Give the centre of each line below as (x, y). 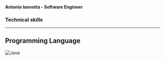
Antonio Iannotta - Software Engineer (44, 7)
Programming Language (43, 41)
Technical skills (24, 20)
